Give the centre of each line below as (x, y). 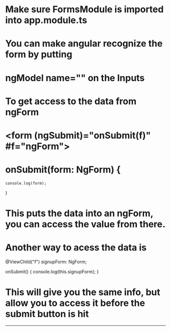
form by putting (39, 54)
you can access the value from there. (85, 224)
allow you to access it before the (75, 303)
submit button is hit (47, 314)
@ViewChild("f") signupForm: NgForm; (46, 262)
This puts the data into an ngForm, (79, 214)
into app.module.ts (46, 20)
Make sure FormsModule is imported (84, 9)
